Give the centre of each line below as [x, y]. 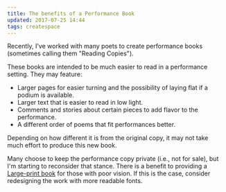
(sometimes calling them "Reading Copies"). [70, 53]
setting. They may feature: [45, 74]
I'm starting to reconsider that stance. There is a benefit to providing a [107, 166]
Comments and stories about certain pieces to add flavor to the [108, 110]
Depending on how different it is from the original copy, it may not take [108, 138]
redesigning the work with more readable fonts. [75, 181]
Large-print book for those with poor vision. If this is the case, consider [109, 173]
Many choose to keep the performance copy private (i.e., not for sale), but [113, 159]
